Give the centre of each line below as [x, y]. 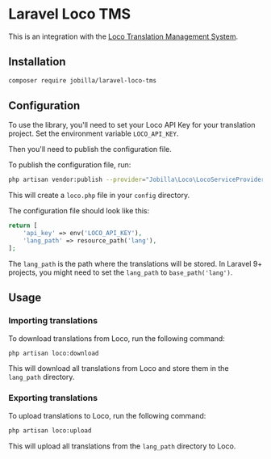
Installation [37, 62]
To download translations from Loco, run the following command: [117, 338]
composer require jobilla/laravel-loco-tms [83, 80]
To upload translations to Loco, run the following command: [107, 415]
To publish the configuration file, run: [70, 165]
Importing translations [53, 321]
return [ [23, 226]
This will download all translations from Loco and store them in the [119, 368]
